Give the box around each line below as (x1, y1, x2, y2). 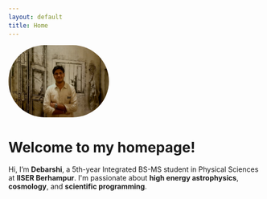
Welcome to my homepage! (8, 138, 195, 156)
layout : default (8, 13, 63, 21)
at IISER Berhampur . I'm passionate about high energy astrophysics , (8, 173, 239, 183)
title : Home (8, 21, 48, 30)
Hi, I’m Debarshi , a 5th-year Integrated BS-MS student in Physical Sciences (8, 164, 259, 174)
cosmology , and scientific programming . (8, 181, 147, 192)
